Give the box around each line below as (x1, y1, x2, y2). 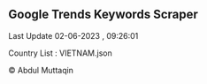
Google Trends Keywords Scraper (8, 7, 198, 22)
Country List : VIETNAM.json (8, 48, 112, 58)
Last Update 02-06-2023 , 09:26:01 (8, 30, 139, 41)
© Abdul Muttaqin (8, 65, 74, 75)
